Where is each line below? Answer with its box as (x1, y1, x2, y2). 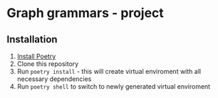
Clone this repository (16, 60, 79, 68)
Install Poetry (16, 52, 56, 60)
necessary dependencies (16, 75, 92, 83)
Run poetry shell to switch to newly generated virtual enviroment (16, 82, 211, 90)
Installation (6, 33, 58, 45)
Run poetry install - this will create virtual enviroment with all (16, 67, 201, 75)
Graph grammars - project (6, 5, 165, 21)
